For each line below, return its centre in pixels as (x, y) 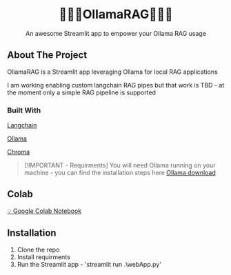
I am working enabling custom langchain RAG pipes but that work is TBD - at (116, 85)
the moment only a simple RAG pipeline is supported (82, 92)
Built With (24, 110)
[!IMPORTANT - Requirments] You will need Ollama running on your (120, 165)
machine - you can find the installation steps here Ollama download (120, 173)
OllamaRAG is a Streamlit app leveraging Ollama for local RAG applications (113, 72)
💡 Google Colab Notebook (44, 211)
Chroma (19, 152)
